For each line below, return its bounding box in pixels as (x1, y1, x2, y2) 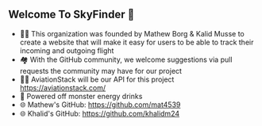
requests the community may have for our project (19, 66, 183, 75)
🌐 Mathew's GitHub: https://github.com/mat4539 (19, 100, 181, 109)
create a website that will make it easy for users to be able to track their (19, 37, 254, 47)
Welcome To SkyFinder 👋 (8, 8, 135, 21)
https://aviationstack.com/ (19, 82, 106, 92)
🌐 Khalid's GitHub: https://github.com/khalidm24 (19, 109, 180, 118)
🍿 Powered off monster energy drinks (19, 91, 143, 101)
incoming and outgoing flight (19, 45, 114, 55)
